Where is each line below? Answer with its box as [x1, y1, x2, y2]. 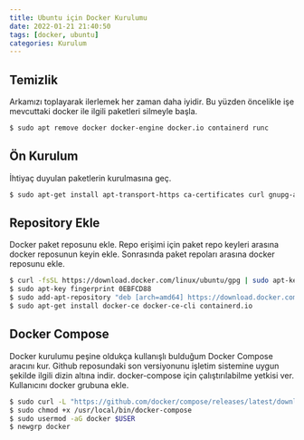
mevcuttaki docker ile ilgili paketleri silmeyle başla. [9, 106, 198, 117]
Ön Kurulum [9, 149, 79, 164]
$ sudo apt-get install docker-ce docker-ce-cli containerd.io [9, 301, 253, 311]
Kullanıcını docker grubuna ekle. [9, 379, 129, 390]
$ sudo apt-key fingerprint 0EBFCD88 [9, 285, 152, 294]
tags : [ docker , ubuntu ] [9, 30, 100, 39]
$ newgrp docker [9, 423, 71, 432]
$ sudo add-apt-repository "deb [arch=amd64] [9, 293, 184, 302]
